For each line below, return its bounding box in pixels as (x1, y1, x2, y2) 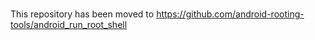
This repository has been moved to (10, 8, 155, 20)
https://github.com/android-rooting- (156, 8, 305, 20)
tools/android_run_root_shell (10, 19, 128, 31)
